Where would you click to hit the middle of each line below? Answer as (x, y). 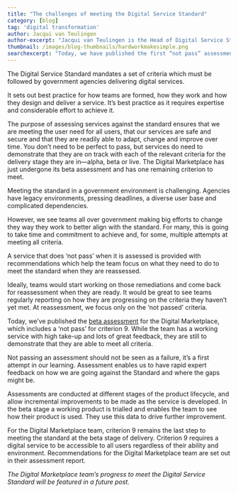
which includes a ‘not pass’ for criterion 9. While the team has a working (113, 328)
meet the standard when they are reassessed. (74, 271)
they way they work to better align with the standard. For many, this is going (118, 227)
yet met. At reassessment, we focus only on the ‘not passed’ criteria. (107, 307)
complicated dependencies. (48, 205)
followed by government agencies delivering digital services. (96, 81)
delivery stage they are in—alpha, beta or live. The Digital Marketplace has (116, 161)
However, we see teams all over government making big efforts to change (115, 219)
